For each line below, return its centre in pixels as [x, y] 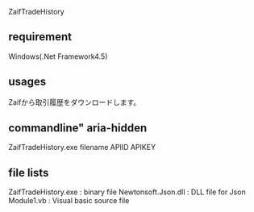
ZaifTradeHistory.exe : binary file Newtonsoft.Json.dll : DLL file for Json [127, 192]
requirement [40, 37]
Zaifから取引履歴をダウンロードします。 [75, 102]
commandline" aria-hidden [78, 128]
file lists [29, 173]
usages [27, 82]
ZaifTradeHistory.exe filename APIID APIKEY [82, 148]
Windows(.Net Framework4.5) [58, 56]
